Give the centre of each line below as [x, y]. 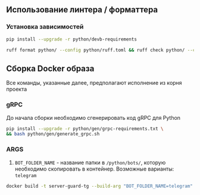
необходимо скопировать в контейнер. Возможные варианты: [94, 169]
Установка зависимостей [45, 27]
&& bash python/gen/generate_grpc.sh [53, 134]
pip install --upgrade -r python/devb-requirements [71, 39]
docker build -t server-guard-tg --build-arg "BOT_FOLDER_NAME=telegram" [100, 186]
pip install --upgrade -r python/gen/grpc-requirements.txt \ [85, 129]
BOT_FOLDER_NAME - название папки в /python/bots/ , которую [90, 162]
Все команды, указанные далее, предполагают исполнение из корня [94, 83]
